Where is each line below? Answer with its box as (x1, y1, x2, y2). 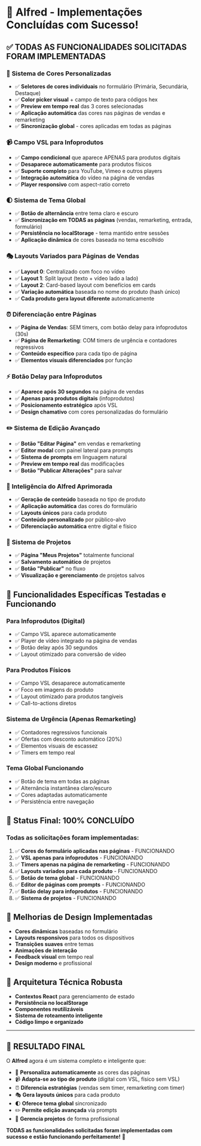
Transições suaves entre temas (14, 941, 94, 948)
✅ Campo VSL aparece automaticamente (14, 630, 117, 637)
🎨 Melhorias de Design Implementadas (6, 912, 153, 922)
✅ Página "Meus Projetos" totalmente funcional (14, 552, 135, 559)
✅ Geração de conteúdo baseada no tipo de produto (14, 496, 146, 503)
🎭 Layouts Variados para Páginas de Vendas (6, 252, 139, 260)
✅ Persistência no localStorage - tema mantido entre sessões (14, 230, 169, 237)
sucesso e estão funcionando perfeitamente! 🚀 (6, 1133, 126, 1140)
